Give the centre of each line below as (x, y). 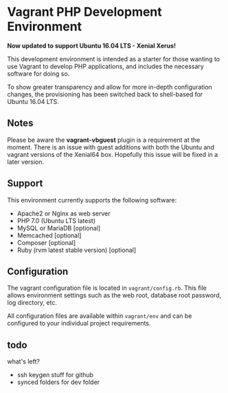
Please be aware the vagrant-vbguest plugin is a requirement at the (104, 140)
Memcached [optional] (49, 235)
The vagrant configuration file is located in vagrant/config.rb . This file (107, 288)
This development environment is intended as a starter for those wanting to (114, 59)
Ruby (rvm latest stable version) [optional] (77, 250)
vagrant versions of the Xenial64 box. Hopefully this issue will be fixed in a (113, 154)
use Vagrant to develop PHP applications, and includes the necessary (105, 66)
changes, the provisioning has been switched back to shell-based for (105, 94)
